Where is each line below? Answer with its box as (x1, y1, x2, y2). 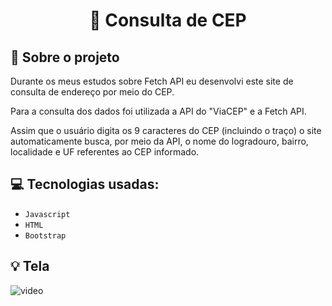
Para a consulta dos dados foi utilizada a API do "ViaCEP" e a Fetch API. (10, 105, 307, 117)
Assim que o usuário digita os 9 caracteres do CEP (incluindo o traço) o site (10, 125, 322, 136)
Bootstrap (24, 230, 67, 241)
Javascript (24, 209, 71, 219)
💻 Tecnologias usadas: (10, 176, 160, 193)
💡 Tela (10, 258, 50, 275)
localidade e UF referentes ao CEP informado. (10, 146, 200, 158)
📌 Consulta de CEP (89, 9, 247, 32)
